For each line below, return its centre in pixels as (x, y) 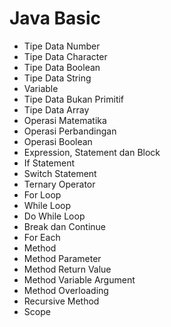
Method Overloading (66, 290)
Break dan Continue (64, 226)
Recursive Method (61, 301)
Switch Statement (60, 173)
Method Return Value (67, 269)
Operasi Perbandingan (70, 131)
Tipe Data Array (56, 109)
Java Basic (55, 18)
